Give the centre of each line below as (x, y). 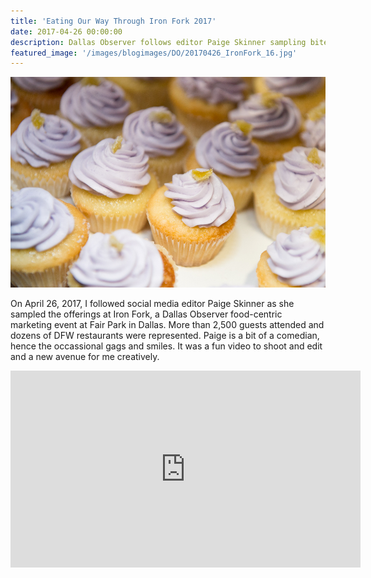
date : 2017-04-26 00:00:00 (66, 31)
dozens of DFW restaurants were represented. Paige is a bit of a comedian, (165, 335)
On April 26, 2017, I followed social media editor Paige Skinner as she (152, 303)
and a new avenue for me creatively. (85, 356)
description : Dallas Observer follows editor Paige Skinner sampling (158, 42)
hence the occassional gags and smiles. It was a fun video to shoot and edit (166, 346)
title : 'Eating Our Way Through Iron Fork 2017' (113, 21)
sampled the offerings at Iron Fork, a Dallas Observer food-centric (146, 314)
